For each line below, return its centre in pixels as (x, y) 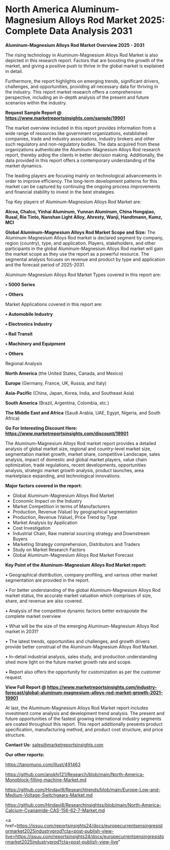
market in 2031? (22, 631)
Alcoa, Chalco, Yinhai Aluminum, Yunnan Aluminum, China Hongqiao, (80, 211)
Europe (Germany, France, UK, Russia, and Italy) (56, 383)
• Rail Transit (19, 334)
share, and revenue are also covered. (44, 601)
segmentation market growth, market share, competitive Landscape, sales (83, 454)
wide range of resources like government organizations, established (76, 133)
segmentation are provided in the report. (47, 580)
